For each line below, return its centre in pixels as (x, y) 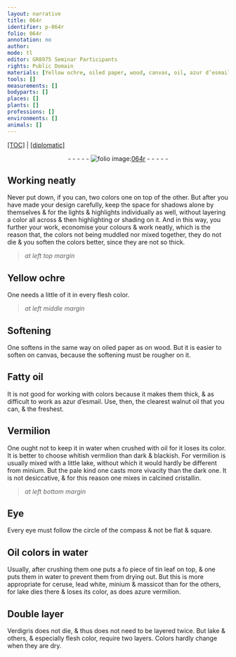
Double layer (36, 614)
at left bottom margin (55, 491)
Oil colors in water (48, 552)
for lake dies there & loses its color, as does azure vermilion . (94, 592)
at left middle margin (55, 308)
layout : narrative (34, 14)
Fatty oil (25, 377)
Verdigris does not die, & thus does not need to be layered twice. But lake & (117, 631)
